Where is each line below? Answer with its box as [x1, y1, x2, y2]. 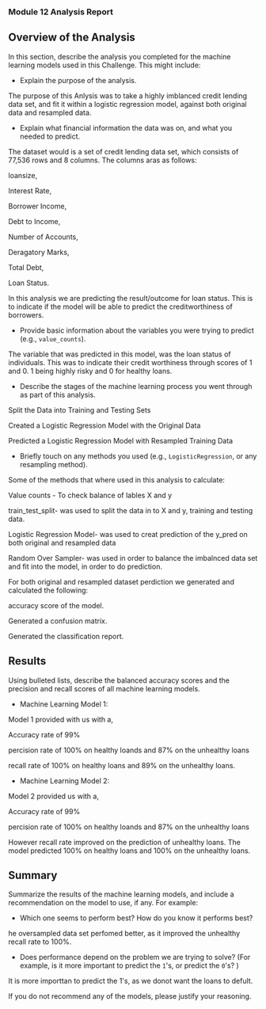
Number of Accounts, [8, 232, 79, 242]
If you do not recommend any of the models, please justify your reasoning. [8, 992, 252, 1001]
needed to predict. [19, 131, 81, 141]
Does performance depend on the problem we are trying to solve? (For [19, 953, 251, 962]
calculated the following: [8, 585, 89, 595]
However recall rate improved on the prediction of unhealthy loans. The [8, 837, 241, 847]
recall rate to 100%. [8, 937, 72, 946]
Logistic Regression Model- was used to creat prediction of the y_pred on [8, 529, 248, 539]
